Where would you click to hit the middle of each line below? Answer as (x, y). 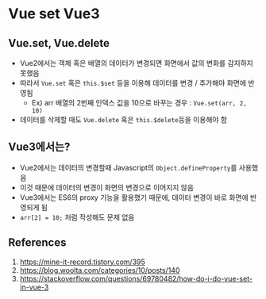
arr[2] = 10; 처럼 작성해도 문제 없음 (77, 217)
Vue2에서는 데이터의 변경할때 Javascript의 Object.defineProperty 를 (128, 167)
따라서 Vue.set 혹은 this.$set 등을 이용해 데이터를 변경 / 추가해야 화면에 (133, 83)
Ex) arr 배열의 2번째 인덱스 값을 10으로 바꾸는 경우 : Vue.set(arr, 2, (139, 103)
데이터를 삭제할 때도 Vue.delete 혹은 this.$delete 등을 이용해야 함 (123, 119)
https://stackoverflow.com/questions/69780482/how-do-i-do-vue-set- (136, 278)
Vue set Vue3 (54, 14)
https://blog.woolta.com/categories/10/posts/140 (100, 270)
